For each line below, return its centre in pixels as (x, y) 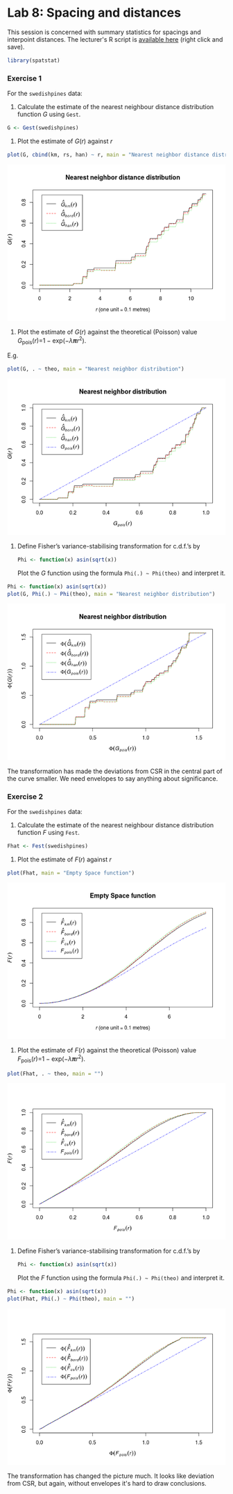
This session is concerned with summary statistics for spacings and (104, 32)
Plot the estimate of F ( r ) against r (64, 859)
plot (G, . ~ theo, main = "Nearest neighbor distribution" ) (96, 369)
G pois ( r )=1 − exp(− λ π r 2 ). (52, 341)
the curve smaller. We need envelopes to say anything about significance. (113, 778)
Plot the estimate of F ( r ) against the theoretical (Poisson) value (106, 1050)
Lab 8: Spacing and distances (94, 13)
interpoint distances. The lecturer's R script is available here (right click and (115, 39)
